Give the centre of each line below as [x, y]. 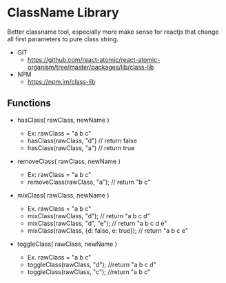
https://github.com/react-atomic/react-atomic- [94, 59]
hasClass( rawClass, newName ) [63, 120]
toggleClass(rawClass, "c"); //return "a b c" [89, 272]
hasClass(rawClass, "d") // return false [82, 140]
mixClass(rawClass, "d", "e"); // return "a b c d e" [97, 223]
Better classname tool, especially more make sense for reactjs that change [113, 32]
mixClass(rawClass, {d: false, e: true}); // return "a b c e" [107, 230]
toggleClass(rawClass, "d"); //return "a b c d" [92, 264]
